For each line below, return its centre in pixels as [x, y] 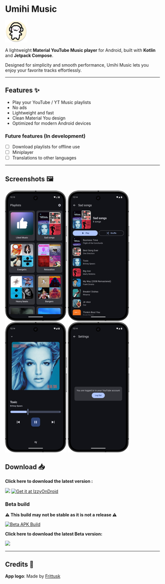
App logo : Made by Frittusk [33, 576]
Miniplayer [23, 152]
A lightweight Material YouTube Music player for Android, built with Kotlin [80, 50]
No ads [19, 108]
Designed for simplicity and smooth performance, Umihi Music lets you [77, 65]
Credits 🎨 [20, 564]
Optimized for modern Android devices [52, 123]
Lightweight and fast [33, 112]
